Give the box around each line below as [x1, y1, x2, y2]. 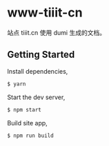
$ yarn [7, 81, 26, 87]
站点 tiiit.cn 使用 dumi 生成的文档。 [7, 28, 106, 36]
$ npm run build [7, 132, 54, 139]
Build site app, [7, 118, 48, 127]
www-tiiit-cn [7, 5, 83, 21]
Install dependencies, [7, 67, 68, 75]
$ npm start [7, 106, 41, 113]
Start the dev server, [7, 93, 66, 101]
